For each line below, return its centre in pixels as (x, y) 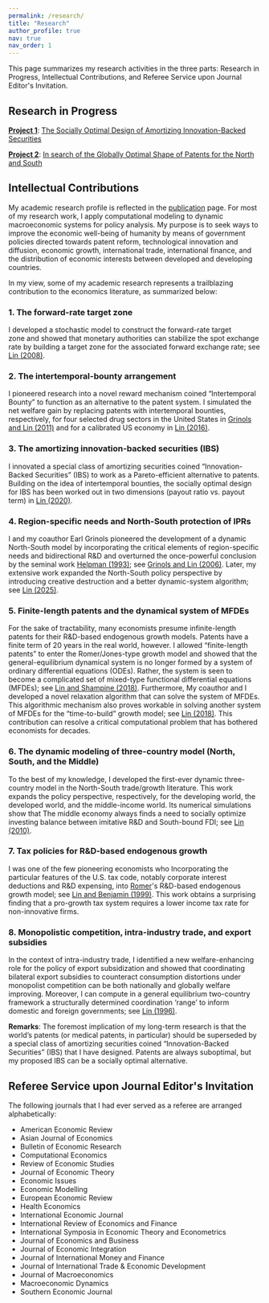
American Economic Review (66, 1129)
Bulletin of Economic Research (71, 1146)
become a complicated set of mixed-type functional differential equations (130, 679)
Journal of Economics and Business (79, 1240)
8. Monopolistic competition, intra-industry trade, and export (130, 932)
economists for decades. (49, 731)
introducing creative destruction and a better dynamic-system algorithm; (128, 581)
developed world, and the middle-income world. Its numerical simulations (130, 805)
